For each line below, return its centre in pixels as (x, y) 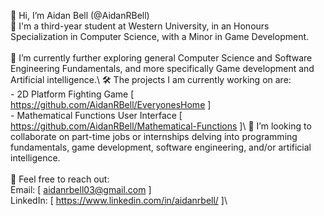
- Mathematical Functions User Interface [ (96, 115)
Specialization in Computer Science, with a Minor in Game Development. (160, 36)
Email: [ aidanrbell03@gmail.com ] (81, 189)
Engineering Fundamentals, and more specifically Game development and (162, 68)
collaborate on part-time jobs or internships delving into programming (154, 136)
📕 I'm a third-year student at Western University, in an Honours (140, 26)
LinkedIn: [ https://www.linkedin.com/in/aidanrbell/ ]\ (119, 200)
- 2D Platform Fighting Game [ (72, 94)
